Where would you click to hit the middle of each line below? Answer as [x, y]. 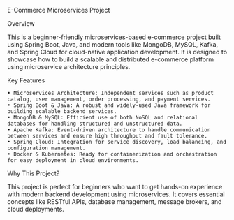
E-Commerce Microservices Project [59, 10]
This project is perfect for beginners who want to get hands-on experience [115, 187]
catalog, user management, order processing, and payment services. [109, 99]
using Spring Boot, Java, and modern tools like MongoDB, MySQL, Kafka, [113, 44]
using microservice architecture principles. [69, 67]
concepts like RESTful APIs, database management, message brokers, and [115, 201]
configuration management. [46, 148]
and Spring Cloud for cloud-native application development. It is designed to [117, 52]
